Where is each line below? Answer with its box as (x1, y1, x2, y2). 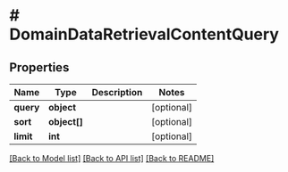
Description (91, 86, 143, 98)
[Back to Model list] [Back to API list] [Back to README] (9, 153, 215, 163)
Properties (9, 60, 70, 75)
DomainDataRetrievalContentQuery (9, 24, 280, 45)
